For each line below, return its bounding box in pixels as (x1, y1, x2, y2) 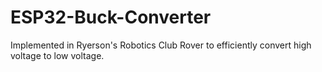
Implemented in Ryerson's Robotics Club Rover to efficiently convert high (10, 39, 312, 51)
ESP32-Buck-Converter (10, 6, 212, 29)
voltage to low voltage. (10, 49, 105, 61)
